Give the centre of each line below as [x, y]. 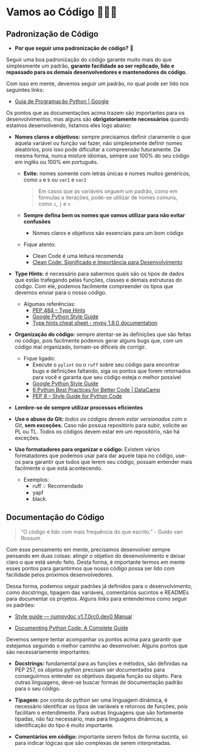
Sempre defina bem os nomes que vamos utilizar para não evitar [104, 215]
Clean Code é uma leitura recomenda [78, 256]
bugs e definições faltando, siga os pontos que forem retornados [111, 371]
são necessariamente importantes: [48, 652]
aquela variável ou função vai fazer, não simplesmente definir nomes [98, 143]
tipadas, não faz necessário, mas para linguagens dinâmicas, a [91, 719]
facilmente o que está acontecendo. [59, 468]
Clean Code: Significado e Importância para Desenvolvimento [108, 262]
